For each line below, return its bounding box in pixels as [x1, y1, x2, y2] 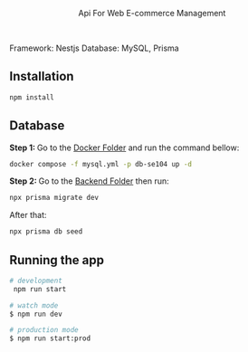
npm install [9, 92, 54, 102]
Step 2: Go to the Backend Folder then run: [9, 176, 169, 186]
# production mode [9, 326, 79, 335]
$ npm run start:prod [9, 334, 91, 343]
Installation [9, 69, 74, 84]
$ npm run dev [9, 309, 63, 319]
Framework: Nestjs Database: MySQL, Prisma [9, 43, 179, 53]
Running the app [9, 252, 104, 268]
